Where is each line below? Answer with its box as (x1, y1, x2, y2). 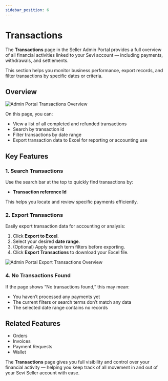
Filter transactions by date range (12, 131, 82, 138)
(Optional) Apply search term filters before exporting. (12, 244, 125, 250)
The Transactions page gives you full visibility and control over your (5, 359, 150, 365)
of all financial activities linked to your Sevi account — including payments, (5, 52, 163, 58)
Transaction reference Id (12, 189, 67, 195)
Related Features (5, 319, 60, 328)
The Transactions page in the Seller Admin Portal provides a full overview (5, 47, 162, 53)
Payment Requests (12, 344, 53, 350)
